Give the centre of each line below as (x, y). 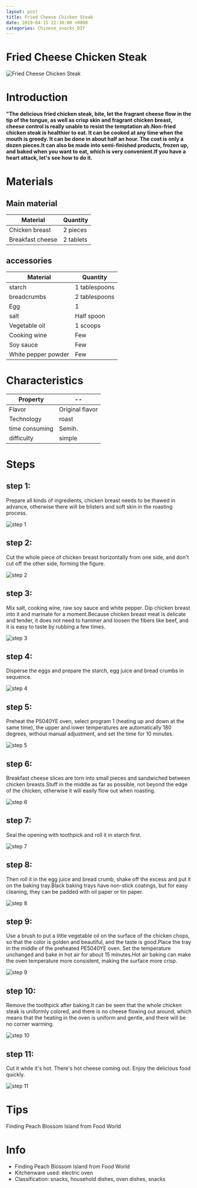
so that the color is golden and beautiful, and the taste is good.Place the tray (99, 942)
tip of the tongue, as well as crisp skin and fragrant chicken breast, (89, 120)
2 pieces (75, 230)
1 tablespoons (95, 287)
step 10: (21, 991)
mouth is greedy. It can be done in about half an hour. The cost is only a (95, 139)
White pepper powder (39, 354)
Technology (26, 419)
